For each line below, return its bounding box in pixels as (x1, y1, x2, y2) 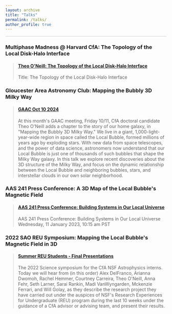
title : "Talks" (5, 12, 38, 17)
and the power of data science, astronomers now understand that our (17, 145, 165, 151)
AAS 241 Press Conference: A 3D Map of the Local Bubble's (5, 185, 156, 192)
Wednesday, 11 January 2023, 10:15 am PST (17, 221, 111, 227)
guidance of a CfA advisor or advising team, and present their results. (17, 303, 165, 309)
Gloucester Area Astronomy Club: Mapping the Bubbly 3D (5, 87, 153, 94)
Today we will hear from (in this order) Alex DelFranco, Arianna (17, 270, 150, 276)
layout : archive (5, 7, 40, 13)
